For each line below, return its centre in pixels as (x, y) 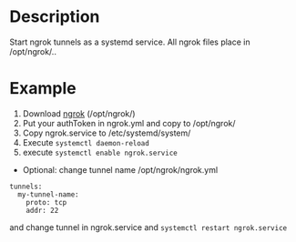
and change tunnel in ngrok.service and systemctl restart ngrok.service (148, 227)
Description (55, 17)
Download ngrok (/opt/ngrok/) (79, 113)
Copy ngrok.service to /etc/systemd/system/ (107, 133)
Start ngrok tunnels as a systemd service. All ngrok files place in (130, 42)
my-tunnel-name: (48, 194)
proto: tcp (46, 202)
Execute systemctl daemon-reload (86, 142)
